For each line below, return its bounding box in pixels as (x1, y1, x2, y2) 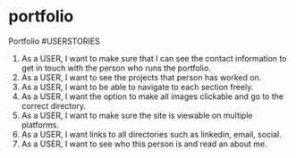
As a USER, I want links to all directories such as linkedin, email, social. (21, 129, 283, 139)
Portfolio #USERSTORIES (8, 36, 100, 46)
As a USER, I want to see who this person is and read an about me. (21, 138, 267, 149)
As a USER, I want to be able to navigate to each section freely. (21, 81, 254, 92)
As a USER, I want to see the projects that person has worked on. (21, 71, 262, 82)
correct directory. (21, 100, 87, 111)
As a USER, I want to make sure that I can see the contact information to (21, 53, 287, 63)
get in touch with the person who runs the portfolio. (21, 62, 211, 73)
